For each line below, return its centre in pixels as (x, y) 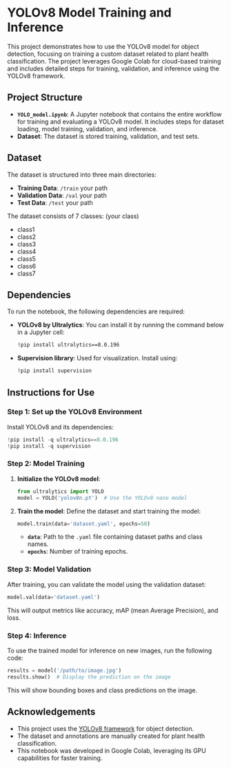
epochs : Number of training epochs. (78, 552)
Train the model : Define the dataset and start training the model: (109, 511)
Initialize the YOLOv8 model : (59, 478)
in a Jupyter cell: (41, 332)
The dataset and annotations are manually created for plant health (111, 736)
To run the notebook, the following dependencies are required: (96, 311)
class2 (27, 237)
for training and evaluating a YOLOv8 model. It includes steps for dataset (120, 121)
